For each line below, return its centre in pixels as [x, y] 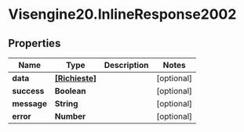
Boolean [70, 91]
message [29, 103]
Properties [35, 43]
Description [126, 65]
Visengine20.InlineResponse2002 [122, 14]
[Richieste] [75, 78]
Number [70, 116]
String [66, 103]
